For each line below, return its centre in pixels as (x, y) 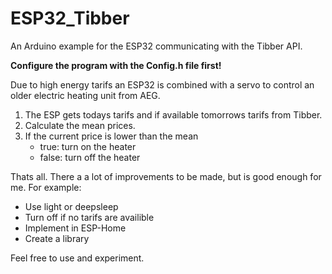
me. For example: (46, 187)
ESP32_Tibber (70, 18)
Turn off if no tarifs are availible (89, 217)
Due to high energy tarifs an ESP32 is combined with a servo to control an (162, 84)
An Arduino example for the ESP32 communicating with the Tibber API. (156, 46)
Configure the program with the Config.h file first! (116, 65)
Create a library (57, 238)
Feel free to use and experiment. (77, 258)
